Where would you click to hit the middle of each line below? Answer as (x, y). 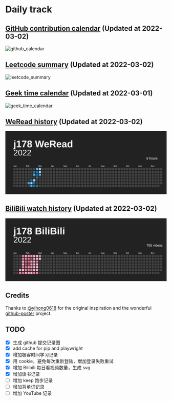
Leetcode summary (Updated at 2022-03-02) (80, 65)
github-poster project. (29, 313)
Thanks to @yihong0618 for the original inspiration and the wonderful (79, 308)
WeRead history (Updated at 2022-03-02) (74, 122)
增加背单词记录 (28, 387)
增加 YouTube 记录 (32, 393)
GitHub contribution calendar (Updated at (73, 28)
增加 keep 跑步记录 (33, 380)
